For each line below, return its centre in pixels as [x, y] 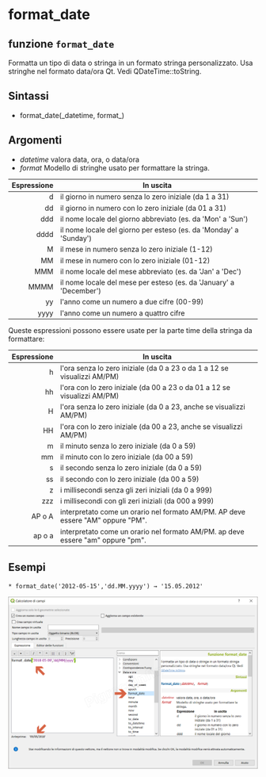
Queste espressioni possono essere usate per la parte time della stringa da [130, 331]
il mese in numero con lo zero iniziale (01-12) [135, 260]
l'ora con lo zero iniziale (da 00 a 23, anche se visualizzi [152, 427]
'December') [81, 291]
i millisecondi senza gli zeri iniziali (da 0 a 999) [136, 490]
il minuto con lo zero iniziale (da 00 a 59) [127, 457]
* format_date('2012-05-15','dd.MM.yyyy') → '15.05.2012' [106, 586]
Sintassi [28, 96]
